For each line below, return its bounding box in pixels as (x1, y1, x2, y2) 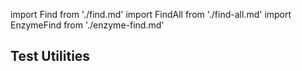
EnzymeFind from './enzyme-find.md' (10, 19, 165, 31)
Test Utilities (10, 48, 91, 65)
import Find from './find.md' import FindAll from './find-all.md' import (10, 9, 292, 20)
